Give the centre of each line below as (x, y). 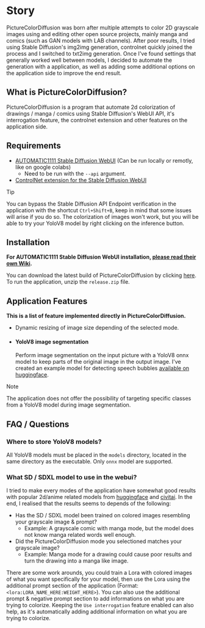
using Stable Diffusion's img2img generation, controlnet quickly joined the (99, 47)
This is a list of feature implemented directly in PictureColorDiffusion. (96, 316)
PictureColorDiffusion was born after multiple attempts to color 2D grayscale (103, 28)
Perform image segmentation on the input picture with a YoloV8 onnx (102, 355)
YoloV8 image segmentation (52, 342)
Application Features (47, 301)
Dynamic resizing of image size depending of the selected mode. (97, 328)
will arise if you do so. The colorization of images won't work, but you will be (103, 216)
